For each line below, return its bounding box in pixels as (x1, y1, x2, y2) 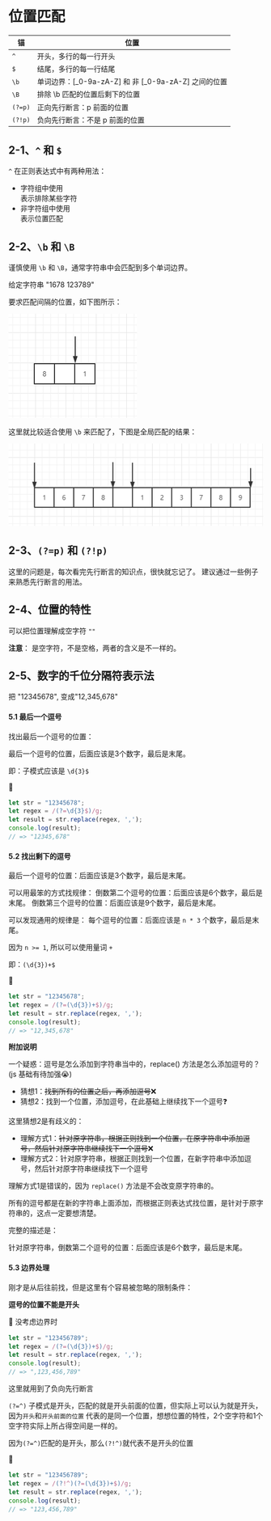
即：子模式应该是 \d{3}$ (8, 766, 89, 775)
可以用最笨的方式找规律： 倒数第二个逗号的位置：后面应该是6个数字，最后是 (8, 888, 263, 898)
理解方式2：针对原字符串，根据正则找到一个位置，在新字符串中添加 (19, 1154, 245, 1164)
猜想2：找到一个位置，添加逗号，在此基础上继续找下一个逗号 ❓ (19, 1096, 228, 1106)
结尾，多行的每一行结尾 (36, 64, 116, 74)
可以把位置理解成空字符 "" (8, 626, 96, 636)
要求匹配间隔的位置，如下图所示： (8, 297, 122, 307)
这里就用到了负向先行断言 (8, 1384, 94, 1393)
